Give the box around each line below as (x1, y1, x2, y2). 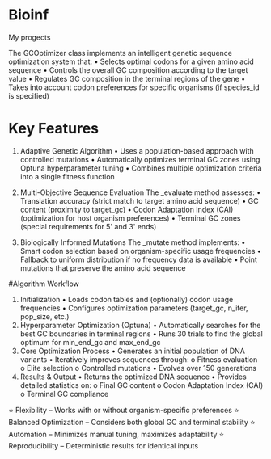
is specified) (8, 91, 50, 100)
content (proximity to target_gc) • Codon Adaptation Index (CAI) (19, 204, 234, 214)
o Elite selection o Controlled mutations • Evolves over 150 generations (19, 363, 257, 373)
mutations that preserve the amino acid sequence (19, 263, 186, 272)
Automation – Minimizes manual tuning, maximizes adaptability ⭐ (8, 429, 225, 439)
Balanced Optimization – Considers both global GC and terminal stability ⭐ (8, 417, 256, 427)
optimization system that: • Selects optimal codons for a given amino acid (8, 57, 255, 66)
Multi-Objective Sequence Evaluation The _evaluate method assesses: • (19, 187, 261, 197)
